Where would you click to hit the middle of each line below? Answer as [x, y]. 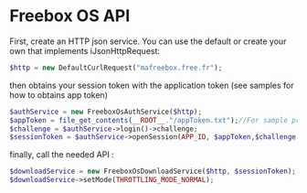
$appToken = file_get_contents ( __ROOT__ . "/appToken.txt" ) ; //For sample [148, 120]
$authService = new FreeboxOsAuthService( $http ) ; [106, 112]
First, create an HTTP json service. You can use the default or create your [148, 41]
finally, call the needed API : [62, 155]
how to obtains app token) [58, 95]
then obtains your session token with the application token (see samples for [152, 85]
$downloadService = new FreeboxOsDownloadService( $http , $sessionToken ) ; [153, 172]
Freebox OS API [70, 16]
